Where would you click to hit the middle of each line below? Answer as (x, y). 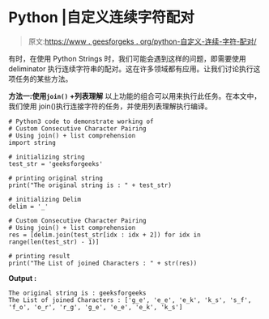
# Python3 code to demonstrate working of (81, 121)
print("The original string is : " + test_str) (90, 185)
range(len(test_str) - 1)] (54, 242)
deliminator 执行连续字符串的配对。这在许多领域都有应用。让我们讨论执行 (131, 68)
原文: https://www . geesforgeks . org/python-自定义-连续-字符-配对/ (142, 41)
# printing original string (56, 178)
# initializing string (47, 157)
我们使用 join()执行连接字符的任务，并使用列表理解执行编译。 (110, 106)
